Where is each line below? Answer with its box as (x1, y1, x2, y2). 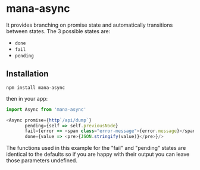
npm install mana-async (6, 85, 65, 91)
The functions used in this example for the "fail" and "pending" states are (6, 145, 186, 152)
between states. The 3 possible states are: (6, 27, 111, 34)
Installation (6, 69, 49, 79)
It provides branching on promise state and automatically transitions (6, 21, 173, 28)
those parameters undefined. (6, 157, 77, 164)
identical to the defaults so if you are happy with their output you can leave (6, 150, 190, 158)
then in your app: (6, 95, 48, 102)
